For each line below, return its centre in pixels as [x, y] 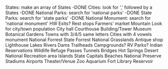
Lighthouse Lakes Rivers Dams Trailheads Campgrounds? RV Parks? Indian [84, 45]
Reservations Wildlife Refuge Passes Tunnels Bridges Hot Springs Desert [82, 50]
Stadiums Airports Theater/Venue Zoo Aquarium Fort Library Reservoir [79, 61]
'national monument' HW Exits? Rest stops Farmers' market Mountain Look [84, 23]
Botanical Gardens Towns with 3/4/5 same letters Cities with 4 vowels [79, 34]
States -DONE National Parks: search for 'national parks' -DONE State [78, 13]
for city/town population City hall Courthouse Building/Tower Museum [78, 29]
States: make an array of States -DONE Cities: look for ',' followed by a [79, 7]
